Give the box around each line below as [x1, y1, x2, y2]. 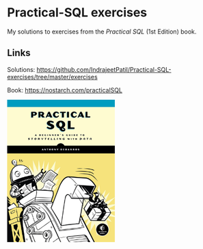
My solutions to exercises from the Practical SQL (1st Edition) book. [7, 27, 197, 36]
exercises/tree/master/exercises [7, 73, 98, 81]
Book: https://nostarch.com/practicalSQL [7, 86, 123, 94]
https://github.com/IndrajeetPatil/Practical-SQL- [36, 65, 172, 73]
